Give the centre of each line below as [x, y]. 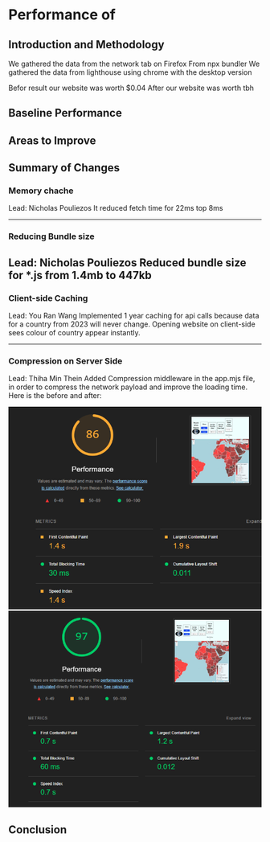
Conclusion [38, 830]
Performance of [62, 15]
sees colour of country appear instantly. [74, 333]
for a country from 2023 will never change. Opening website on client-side [132, 324]
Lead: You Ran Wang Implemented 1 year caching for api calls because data [134, 316]
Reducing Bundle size [51, 236]
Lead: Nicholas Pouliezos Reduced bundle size [127, 263]
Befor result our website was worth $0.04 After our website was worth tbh [131, 88]
